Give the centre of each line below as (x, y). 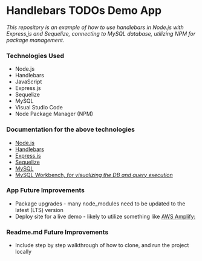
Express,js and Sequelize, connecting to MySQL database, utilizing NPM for (101, 33)
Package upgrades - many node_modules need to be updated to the (100, 204)
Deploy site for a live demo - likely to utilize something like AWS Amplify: (105, 216)
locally (23, 252)
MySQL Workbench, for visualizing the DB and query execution (94, 175)
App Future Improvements (45, 190)
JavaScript (28, 82)
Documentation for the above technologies (70, 129)
